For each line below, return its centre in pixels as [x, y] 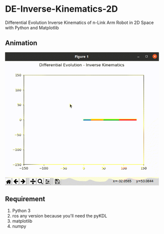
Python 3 [21, 211]
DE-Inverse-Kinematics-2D [61, 9]
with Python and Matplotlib [32, 27]
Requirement [25, 199]
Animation [21, 43]
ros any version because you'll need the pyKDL [60, 216]
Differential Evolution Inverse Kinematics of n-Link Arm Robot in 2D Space [79, 22]
